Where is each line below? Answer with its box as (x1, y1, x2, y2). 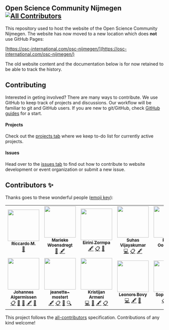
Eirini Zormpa (82, 239, 111, 245)
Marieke (51, 237, 69, 243)
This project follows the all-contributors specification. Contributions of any (5, 314, 160, 320)
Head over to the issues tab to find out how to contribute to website (5, 161, 145, 167)
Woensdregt (47, 242, 73, 248)
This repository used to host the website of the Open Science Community (5, 25, 157, 31)
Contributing (5, 81, 46, 90)
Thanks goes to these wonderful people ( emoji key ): (5, 194, 114, 201)
